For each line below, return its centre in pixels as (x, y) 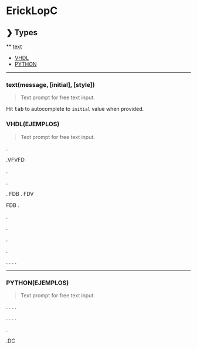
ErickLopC (32, 11)
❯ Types (22, 33)
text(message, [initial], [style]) (50, 84)
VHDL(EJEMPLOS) (33, 124)
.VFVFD (15, 160)
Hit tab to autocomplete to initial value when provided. (75, 109)
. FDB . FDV (20, 194)
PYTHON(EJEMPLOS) (38, 283)
